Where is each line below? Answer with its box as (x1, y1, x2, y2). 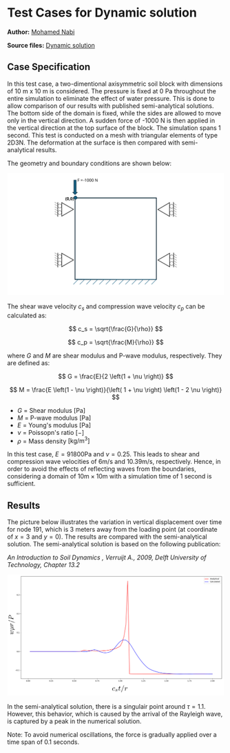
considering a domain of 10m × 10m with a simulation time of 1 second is (7, 472, 212, 481)
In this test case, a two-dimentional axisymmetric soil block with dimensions (7, 80, 223, 88)
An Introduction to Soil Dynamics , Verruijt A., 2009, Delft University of (7, 553, 207, 561)
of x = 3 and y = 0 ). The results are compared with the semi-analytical (7, 532, 208, 541)
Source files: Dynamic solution (7, 41, 95, 49)
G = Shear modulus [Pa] (17, 406, 86, 414)
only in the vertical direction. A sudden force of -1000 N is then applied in (7, 116, 216, 124)
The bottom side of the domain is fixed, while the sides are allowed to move (7, 109, 222, 117)
